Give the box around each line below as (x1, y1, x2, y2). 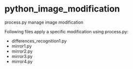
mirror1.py (11, 43, 32, 49)
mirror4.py (11, 58, 33, 64)
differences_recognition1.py (11, 38, 67, 44)
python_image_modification (4, 3, 120, 14)
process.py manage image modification (4, 19, 84, 25)
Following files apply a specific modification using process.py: (4, 28, 129, 34)
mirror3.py (11, 53, 33, 59)
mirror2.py (11, 48, 33, 54)
